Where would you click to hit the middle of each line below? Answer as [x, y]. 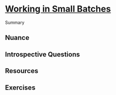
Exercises [20, 87]
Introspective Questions [43, 54]
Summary [15, 22]
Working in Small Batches [58, 9]
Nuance [17, 38]
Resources [22, 71]
